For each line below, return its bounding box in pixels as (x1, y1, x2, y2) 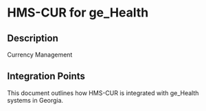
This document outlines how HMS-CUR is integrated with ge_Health (7, 88, 199, 97)
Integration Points (7, 70, 86, 82)
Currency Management (7, 50, 73, 59)
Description (7, 32, 58, 44)
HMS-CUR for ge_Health (7, 5, 149, 21)
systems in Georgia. (7, 96, 64, 104)
